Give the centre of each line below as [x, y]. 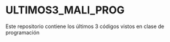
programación [22, 32]
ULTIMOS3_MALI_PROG [65, 10]
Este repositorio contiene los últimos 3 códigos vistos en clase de [85, 26]
